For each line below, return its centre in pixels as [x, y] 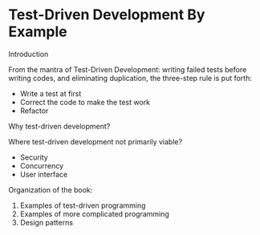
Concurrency [42, 165]
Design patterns [47, 222]
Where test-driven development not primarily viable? [95, 141]
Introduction [28, 54]
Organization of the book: [51, 189]
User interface [44, 174]
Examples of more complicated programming [95, 213]
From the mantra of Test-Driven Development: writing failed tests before [128, 69]
